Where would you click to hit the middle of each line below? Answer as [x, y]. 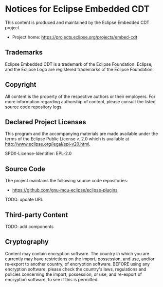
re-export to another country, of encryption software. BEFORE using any [77, 264]
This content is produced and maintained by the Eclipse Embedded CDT [77, 22]
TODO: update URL [24, 200]
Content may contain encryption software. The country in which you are [77, 253]
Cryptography [27, 242]
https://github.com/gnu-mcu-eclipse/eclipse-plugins [65, 190]
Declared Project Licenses [45, 122]
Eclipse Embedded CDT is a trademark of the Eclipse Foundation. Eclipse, [79, 64]
